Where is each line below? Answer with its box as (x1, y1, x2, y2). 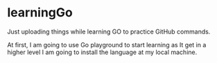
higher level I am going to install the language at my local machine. (7, 48, 198, 56)
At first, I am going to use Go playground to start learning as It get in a (7, 40, 207, 49)
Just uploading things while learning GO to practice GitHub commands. (7, 27, 211, 36)
